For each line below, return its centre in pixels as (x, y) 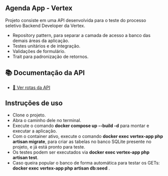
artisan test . (25, 157)
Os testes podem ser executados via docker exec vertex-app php (81, 152)
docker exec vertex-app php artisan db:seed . (61, 168)
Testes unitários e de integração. (46, 46)
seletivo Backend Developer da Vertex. (45, 25)
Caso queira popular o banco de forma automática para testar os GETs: (86, 163)
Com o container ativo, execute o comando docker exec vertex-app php (88, 136)
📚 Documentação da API (45, 73)
